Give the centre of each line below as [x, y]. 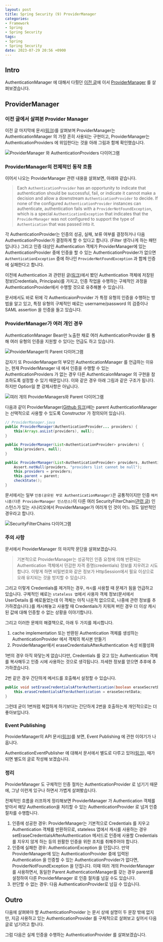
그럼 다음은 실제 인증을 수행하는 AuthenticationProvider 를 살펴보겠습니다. [76, 935]
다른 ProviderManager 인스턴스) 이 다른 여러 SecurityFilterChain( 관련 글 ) [82, 501]
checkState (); [28, 481]
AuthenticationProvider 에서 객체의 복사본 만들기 [59, 639]
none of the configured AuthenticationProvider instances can [79, 204]
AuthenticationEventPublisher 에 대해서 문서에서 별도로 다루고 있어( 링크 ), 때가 [80, 753]
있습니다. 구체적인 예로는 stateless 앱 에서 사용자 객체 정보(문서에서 [70, 594]
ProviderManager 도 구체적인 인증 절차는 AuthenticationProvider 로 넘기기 [77, 784]
